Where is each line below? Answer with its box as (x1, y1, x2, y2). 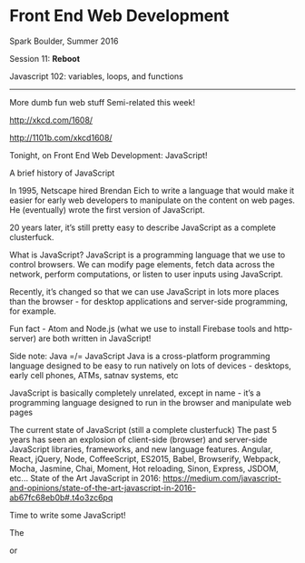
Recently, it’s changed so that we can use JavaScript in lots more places (9, 286, 280, 297)
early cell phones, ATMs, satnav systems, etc (9, 369, 179, 380)
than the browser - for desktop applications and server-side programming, (9, 296, 289, 307)
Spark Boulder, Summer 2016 (9, 35, 119, 46)
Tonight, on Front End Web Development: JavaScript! (9, 149, 208, 160)
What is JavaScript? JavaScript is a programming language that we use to (9, 249, 286, 260)
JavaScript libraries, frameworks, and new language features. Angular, (9, 443, 273, 455)
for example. (9, 306, 57, 317)
